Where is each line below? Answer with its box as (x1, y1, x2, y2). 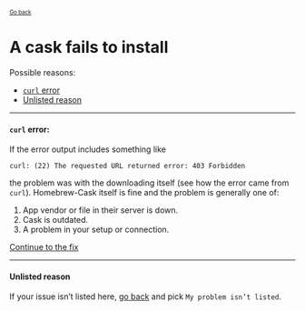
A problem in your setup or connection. (22, 224, 170, 236)
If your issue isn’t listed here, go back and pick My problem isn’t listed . (9, 291, 281, 302)
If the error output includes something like (9, 144, 166, 155)
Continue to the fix (9, 242, 79, 253)
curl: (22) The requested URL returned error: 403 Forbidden (9, 162, 246, 171)
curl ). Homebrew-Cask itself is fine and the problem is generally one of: (9, 187, 280, 198)
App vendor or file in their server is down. (22, 205, 179, 216)
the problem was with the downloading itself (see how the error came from (9, 177, 290, 188)
